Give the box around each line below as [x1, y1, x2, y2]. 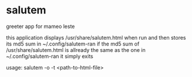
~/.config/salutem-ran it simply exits [6, 52, 94, 60]
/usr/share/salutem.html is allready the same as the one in [6, 46, 146, 53]
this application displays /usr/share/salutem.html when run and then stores [6, 34, 186, 41]
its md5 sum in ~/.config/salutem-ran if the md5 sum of [6, 40, 139, 47]
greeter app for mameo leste [6, 23, 75, 30]
